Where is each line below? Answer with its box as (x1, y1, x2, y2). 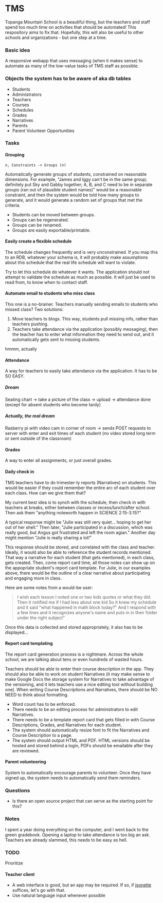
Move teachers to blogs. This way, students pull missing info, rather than (12, 316, 158, 322)
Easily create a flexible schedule (5, 238, 72, 244)
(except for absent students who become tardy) (5, 402, 101, 408)
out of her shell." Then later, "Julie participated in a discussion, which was (5, 524, 153, 530)
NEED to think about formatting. (5, 692, 69, 697)
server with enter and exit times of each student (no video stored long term (5, 431, 156, 436)
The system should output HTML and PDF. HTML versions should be (12, 737, 150, 743)
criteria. (5, 202, 21, 208)
